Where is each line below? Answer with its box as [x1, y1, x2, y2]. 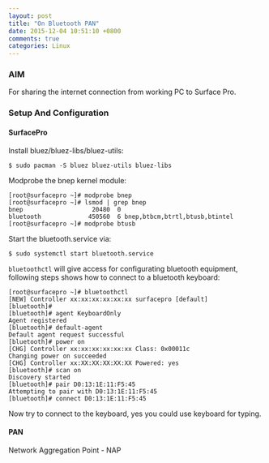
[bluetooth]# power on [8, 337, 85, 345]
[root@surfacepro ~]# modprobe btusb [8, 220, 136, 228]
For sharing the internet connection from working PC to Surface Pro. [8, 87, 237, 97]
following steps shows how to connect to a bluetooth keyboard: [8, 272, 220, 282]
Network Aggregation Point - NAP [8, 445, 122, 455]
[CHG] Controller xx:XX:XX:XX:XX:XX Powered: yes [8, 358, 180, 367]
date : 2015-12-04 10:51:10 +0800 [8, 27, 122, 35]
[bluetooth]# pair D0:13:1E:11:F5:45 [8, 380, 136, 388]
